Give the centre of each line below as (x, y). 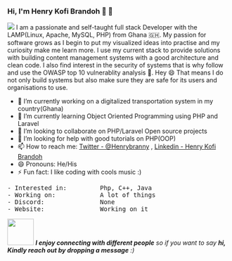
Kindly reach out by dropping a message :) (71, 250)
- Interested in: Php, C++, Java (80, 188)
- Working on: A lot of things (82, 195)
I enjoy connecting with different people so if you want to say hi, (130, 243)
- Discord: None (61, 202)
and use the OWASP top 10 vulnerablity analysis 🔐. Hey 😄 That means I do (115, 72)
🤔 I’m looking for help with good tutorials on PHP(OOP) (97, 139)
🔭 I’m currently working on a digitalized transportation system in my (115, 101)
